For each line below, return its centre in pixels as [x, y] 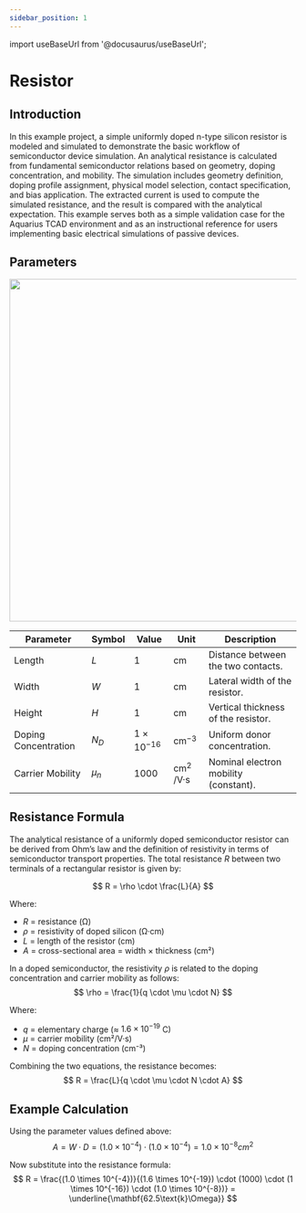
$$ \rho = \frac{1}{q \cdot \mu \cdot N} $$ [153, 992]
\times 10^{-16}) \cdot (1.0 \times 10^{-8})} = [153, 1188]
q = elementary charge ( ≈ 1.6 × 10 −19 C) [97, 1028]
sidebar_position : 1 [49, 18]
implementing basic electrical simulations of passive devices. [124, 233]
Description [250, 639]
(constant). [232, 785]
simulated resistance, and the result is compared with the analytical [136, 204]
